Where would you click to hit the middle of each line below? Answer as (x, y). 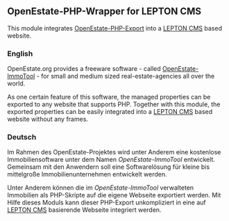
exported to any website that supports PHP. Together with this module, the (114, 104)
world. (16, 83)
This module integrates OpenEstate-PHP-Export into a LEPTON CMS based (114, 28)
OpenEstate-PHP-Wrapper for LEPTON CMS (104, 11)
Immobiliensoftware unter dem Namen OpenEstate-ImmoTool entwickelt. (111, 160)
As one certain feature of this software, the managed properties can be (109, 97)
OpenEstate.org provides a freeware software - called (84, 69)
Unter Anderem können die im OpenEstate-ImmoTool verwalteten (101, 188)
